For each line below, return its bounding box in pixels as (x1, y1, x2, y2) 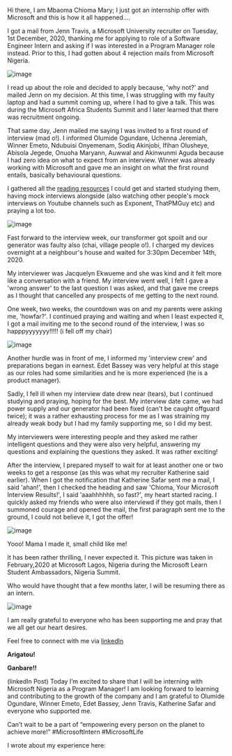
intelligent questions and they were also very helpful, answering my (7, 440, 201, 448)
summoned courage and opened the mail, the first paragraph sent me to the (7, 505, 225, 514)
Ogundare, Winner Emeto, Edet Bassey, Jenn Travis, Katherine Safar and (7, 700, 216, 707)
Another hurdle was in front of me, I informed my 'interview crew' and (7, 354, 208, 362)
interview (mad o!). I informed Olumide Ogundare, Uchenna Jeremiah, (7, 134, 208, 142)
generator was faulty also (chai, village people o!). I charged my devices (7, 241, 215, 249)
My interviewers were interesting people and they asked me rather (7, 433, 199, 441)
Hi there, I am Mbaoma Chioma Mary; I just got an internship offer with (7, 6, 210, 14)
